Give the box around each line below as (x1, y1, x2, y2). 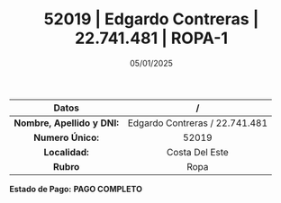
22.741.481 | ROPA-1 (75, 28, 228, 49)
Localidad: (43, 146, 90, 158)
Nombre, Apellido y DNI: (14, 117, 120, 129)
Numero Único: (33, 131, 100, 144)
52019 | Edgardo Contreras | (43, 9, 259, 30)
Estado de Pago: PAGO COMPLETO (9, 183, 142, 194)
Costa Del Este (166, 146, 230, 158)
